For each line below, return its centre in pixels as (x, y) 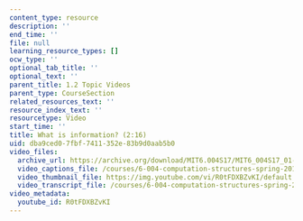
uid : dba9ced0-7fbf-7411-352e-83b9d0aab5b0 (92, 143)
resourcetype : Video (48, 118)
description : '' (40, 26)
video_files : (34, 152)
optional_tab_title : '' (54, 69)
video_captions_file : (58, 169)
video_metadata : (40, 194)
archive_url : (42, 160)
